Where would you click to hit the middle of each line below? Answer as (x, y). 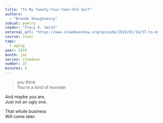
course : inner (19, 37)
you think (26, 82)
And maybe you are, (25, 97)
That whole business (26, 111)
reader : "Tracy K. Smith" (31, 28)
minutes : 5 (16, 69)
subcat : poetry (20, 23)
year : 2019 (16, 50)
